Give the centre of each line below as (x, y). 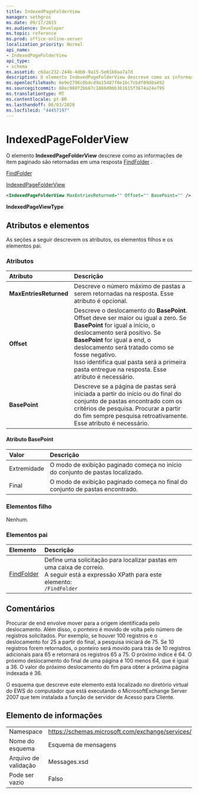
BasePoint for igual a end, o (113, 340)
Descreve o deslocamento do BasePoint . (131, 311)
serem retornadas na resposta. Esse (124, 294)
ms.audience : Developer (35, 28)
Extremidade (27, 468)
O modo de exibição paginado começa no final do (118, 482)
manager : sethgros (29, 17)
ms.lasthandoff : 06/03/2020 (41, 105)
